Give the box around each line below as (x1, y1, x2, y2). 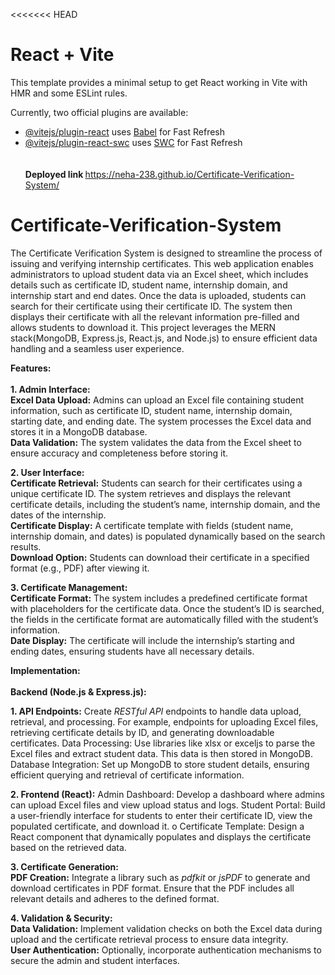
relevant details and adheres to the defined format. (10, 892, 220, 904)
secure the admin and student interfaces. (10, 954, 180, 966)
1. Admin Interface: (10, 383, 91, 395)
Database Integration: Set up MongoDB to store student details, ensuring (10, 758, 310, 770)
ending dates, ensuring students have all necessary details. (10, 645, 255, 657)
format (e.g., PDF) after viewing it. (10, 562, 150, 574)
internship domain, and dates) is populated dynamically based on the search (10, 530, 326, 542)
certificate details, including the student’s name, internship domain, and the (10, 498, 321, 510)
